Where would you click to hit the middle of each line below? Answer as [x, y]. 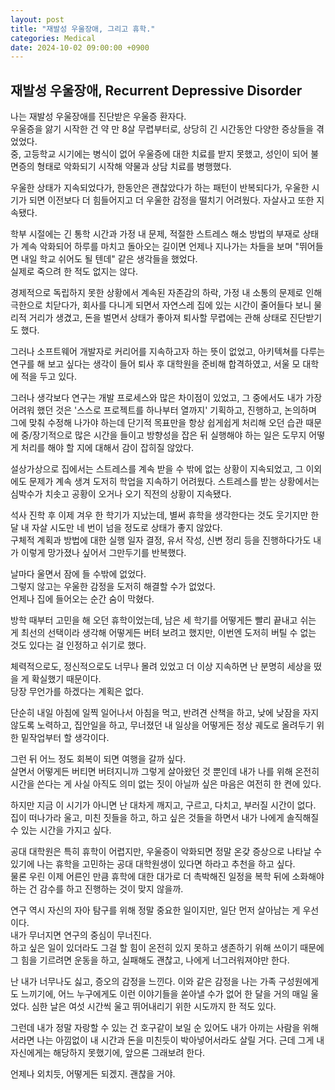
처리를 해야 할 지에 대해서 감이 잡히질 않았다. [107, 448]
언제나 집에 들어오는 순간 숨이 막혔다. [82, 599]
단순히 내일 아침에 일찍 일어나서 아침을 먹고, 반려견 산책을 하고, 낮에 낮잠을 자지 [165, 713]
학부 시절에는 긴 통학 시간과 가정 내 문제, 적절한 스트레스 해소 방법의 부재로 [155, 234]
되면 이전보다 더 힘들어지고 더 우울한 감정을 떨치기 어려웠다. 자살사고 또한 [171, 200]
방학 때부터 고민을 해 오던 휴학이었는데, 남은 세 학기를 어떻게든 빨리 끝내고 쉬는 [163, 620]
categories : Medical [53, 38]
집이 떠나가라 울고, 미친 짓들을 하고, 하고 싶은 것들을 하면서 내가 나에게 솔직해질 [165, 818]
